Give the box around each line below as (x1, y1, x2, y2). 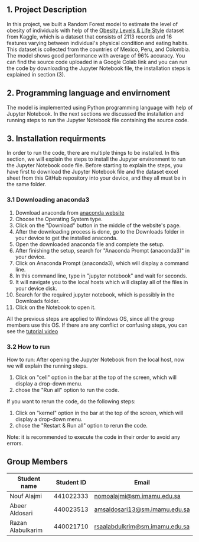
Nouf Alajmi (9, 492, 42, 500)
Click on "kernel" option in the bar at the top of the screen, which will (15, 409, 184, 417)
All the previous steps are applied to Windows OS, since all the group (6, 315, 175, 322)
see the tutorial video (6, 327, 58, 334)
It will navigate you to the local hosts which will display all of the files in (15, 278, 188, 285)
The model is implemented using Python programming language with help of (6, 104, 193, 111)
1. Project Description (6, 5, 87, 15)
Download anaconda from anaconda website (15, 209, 125, 216)
